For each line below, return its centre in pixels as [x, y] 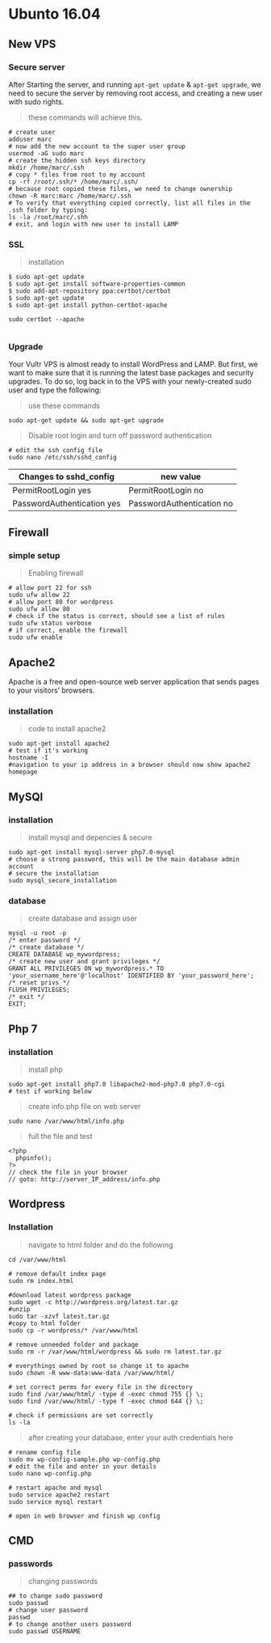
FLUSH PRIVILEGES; [39, 990]
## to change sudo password [56, 1596]
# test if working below [50, 1091]
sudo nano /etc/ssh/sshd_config [63, 458]
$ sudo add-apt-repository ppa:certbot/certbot [90, 291]
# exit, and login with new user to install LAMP [94, 224]
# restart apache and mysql [56, 1488]
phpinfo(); [34, 1158]
